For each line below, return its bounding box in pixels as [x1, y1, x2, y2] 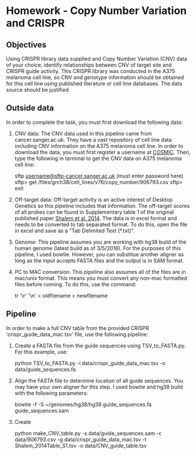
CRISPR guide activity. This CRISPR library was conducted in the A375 [6, 68, 176, 74]
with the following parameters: [14, 390, 88, 397]
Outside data [6, 103, 54, 113]
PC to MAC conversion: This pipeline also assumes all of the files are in [14, 268, 186, 275]
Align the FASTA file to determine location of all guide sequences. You [14, 377, 183, 384]
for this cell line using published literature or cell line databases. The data [6, 80, 183, 87]
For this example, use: [14, 348, 68, 355]
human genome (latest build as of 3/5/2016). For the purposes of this [14, 244, 181, 252]
